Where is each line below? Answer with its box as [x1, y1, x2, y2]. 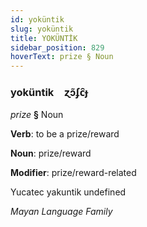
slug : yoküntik [10, 24, 74, 34]
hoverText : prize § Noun [10, 52, 114, 62]
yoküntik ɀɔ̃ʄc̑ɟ [10, 86, 88, 100]
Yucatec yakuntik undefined [10, 186, 127, 198]
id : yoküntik [10, 14, 65, 25]
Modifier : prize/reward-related [10, 167, 137, 179]
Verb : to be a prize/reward [10, 128, 120, 140]
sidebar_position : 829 [10, 42, 105, 53]
